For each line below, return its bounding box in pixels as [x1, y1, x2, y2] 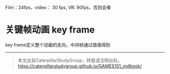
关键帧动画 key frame [5, 24, 95, 35]
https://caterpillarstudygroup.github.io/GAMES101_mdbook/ [17, 63, 142, 69]
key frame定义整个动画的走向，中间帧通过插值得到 [5, 42, 110, 48]
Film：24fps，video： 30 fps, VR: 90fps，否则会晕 [5, 5, 111, 10]
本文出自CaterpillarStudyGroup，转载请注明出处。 [17, 57, 122, 63]
